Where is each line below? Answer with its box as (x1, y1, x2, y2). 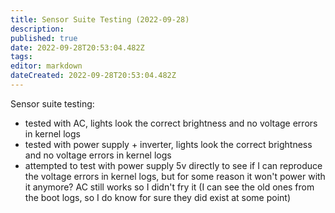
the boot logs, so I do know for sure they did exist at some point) (24, 191, 292, 203)
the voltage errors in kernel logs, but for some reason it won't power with (24, 170, 326, 182)
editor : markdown (10, 61, 83, 71)
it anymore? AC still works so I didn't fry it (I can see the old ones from (24, 181, 315, 193)
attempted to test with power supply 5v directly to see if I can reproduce (24, 159, 323, 171)
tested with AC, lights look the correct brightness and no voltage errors (24, 117, 318, 129)
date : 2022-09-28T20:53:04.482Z (10, 42, 145, 53)
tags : (10, 52, 33, 62)
